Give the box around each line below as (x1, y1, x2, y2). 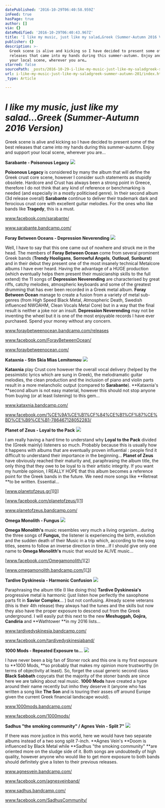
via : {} (5, 26, 21, 31)
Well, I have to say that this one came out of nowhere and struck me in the (5, 245, 155, 251)
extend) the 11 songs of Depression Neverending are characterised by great (5, 276, 160, 282)
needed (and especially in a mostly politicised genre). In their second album (5, 190, 159, 196)
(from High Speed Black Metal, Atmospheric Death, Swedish (20, 297, 142, 303)
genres (5, 297, 20, 303)
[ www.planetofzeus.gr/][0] (5, 488, 59, 494)
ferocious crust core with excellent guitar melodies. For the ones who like (5, 200, 153, 206)
